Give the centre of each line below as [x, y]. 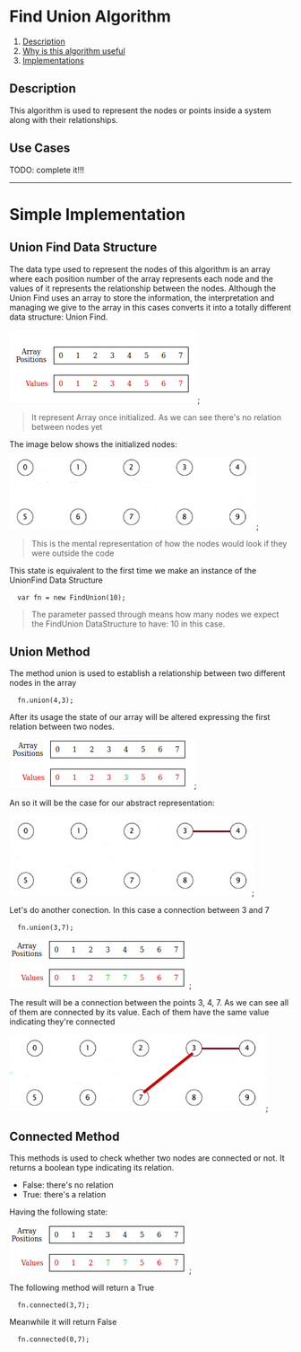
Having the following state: [59, 1212]
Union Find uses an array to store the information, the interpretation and [142, 297]
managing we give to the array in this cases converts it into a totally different [150, 307]
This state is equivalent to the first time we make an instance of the [133, 570]
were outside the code [73, 553]
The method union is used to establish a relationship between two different [147, 673]
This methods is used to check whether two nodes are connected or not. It [147, 1158]
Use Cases [40, 149]
